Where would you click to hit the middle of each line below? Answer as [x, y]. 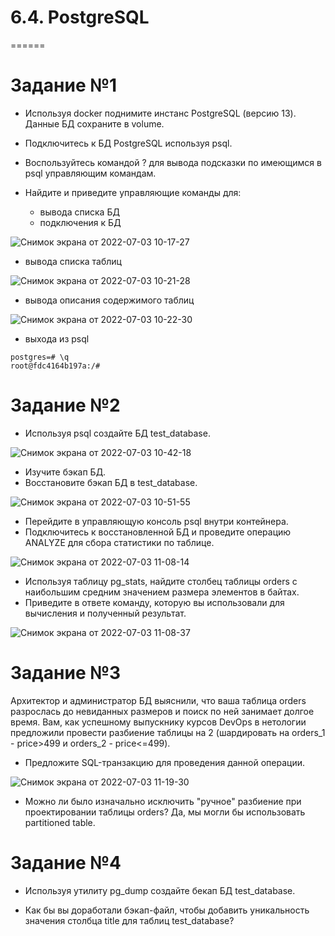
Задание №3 [66, 673]
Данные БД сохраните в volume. [94, 123]
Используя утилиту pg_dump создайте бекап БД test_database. [160, 890]
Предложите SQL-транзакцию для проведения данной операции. [165, 762]
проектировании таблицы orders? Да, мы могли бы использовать [165, 812]
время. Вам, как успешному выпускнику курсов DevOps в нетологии [158, 722]
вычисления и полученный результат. [105, 613]
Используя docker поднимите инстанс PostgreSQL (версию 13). [160, 113]
